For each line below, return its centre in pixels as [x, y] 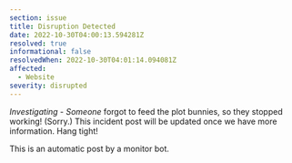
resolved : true [38, 43]
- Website [36, 77]
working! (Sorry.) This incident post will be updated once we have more [143, 121]
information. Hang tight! [54, 131]
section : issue [38, 18]
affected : [28, 69]
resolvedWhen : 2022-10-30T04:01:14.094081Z [93, 60]
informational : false [50, 52]
